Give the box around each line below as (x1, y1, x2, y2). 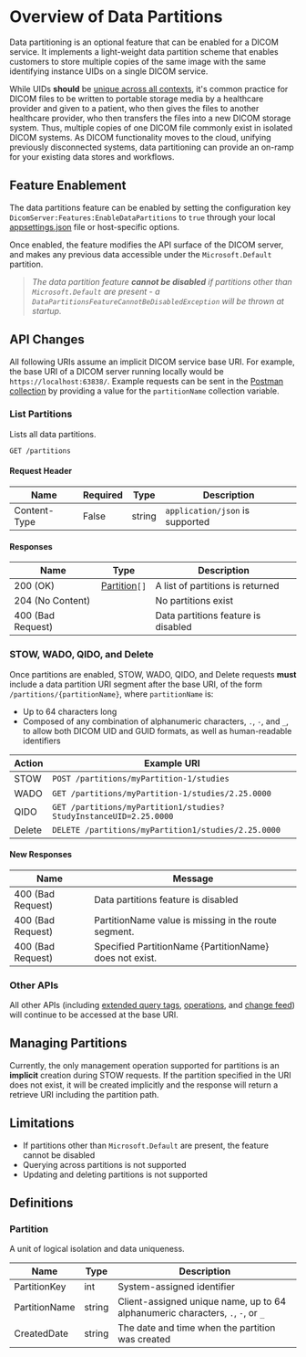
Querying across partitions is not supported (22, 1159, 187, 1170)
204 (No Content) (14, 594, 91, 607)
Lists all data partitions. (9, 428, 97, 439)
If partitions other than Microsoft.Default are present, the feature (22, 1140, 269, 1151)
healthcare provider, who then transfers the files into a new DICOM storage (9, 112, 291, 123)
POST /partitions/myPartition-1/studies (51, 773, 229, 784)
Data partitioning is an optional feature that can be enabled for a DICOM (9, 37, 280, 47)
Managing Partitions (9, 1036, 127, 1051)
